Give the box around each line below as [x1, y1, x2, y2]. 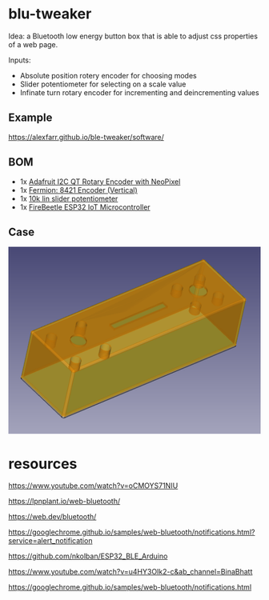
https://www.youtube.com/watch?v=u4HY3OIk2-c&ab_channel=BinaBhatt [8, 567, 253, 577]
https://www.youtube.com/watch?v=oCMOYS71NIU [8, 481, 179, 490]
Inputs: [8, 55, 31, 65]
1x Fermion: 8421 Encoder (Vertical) [19, 185, 138, 194]
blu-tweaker [8, 5, 92, 23]
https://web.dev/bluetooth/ [8, 512, 97, 522]
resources [8, 454, 78, 473]
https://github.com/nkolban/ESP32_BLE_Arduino [8, 551, 168, 561]
